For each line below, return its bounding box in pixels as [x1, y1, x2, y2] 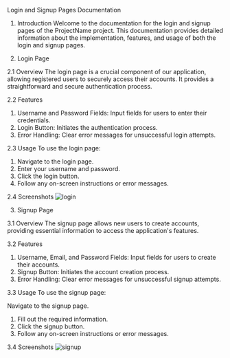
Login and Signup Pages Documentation [7, 6, 122, 14]
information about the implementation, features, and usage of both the [16, 34, 216, 42]
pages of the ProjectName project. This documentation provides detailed [16, 27, 224, 34]
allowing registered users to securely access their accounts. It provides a [7, 75, 214, 83]
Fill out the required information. [16, 315, 108, 323]
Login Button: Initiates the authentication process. [16, 124, 158, 131]
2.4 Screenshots [7, 192, 54, 201]
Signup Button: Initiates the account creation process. [16, 268, 170, 276]
